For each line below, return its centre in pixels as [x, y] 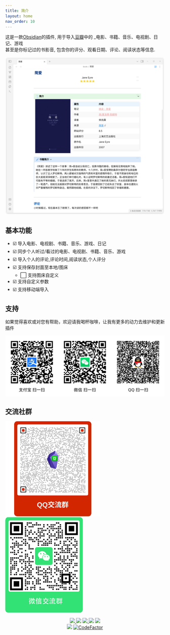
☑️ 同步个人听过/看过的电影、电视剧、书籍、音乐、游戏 [69, 251]
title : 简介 [17, 11]
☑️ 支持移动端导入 [31, 289]
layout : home [19, 16]
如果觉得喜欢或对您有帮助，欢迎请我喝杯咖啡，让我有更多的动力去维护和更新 [85, 322]
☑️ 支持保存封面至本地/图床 [40, 267]
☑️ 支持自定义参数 [31, 282]
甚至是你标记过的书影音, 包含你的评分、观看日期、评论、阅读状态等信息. [80, 50]
